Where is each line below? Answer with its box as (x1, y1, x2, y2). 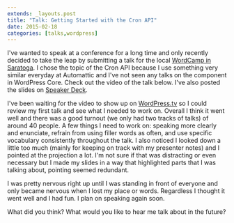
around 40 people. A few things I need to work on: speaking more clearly (7, 121, 217, 130)
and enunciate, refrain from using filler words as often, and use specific (7, 129, 212, 137)
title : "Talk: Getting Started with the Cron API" (7, 17, 157, 24)
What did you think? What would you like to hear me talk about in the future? (7, 208, 226, 216)
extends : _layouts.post (7, 10, 77, 17)
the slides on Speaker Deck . (7, 86, 88, 94)
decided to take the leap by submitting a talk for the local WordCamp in (7, 56, 211, 65)
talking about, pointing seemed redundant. (7, 166, 130, 174)
